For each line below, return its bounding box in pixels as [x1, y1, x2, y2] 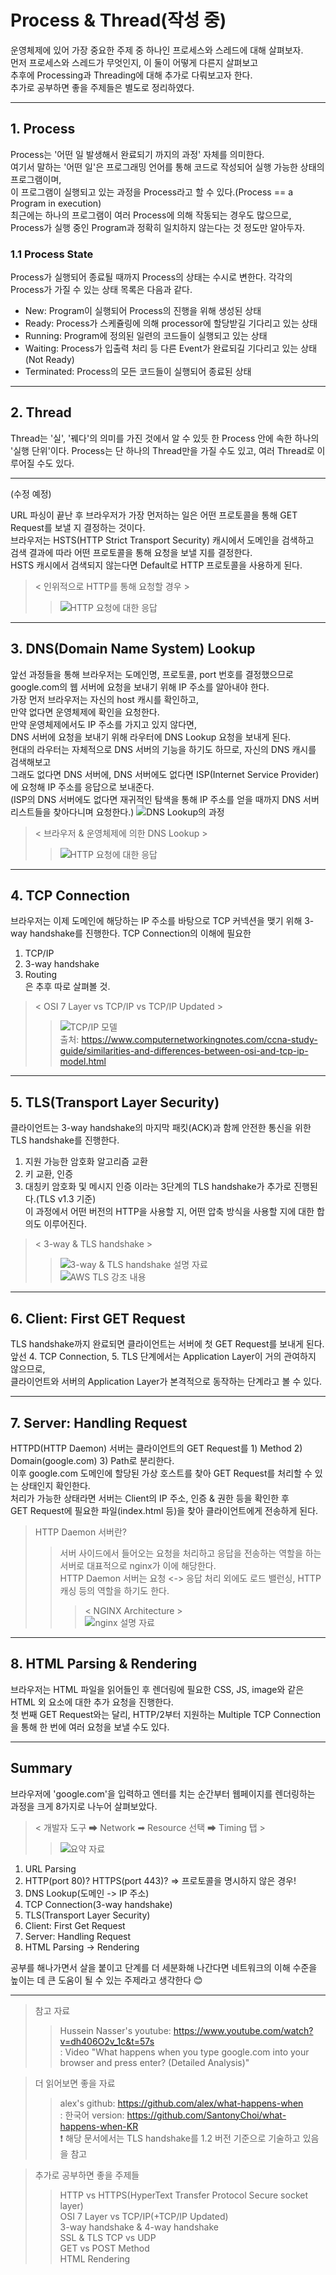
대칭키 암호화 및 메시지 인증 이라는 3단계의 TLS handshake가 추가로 [24, 1181, 292, 1193]
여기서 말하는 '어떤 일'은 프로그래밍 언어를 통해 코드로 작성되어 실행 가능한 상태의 [10, 161, 325, 173]
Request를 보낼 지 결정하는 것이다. [10, 521, 146, 533]
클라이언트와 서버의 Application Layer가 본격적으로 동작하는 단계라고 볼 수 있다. [10, 1376, 323, 1388]
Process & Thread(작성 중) [10, 9, 227, 32]
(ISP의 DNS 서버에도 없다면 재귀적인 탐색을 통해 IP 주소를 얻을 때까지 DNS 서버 [10, 793, 320, 805]
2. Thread [10, 404, 72, 421]
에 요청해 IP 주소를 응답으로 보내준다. [10, 781, 155, 793]
